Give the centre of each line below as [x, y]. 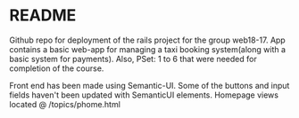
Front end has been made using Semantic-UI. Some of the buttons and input [149, 85]
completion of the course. [57, 68]
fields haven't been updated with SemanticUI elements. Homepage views [144, 95]
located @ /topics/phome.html [65, 104]
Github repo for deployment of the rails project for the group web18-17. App [147, 40]
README [43, 16]
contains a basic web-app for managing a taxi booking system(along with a [148, 49]
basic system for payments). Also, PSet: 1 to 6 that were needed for [133, 59]
